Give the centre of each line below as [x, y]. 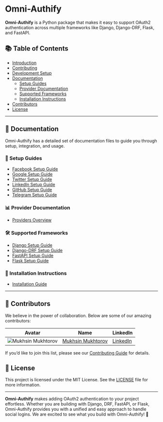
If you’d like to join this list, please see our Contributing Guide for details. [77, 353]
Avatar [33, 333]
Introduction [24, 63]
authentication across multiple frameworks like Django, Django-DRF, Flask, [80, 27]
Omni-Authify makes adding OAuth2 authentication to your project [72, 399]
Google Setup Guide [32, 174]
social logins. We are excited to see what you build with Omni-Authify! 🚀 [77, 414]
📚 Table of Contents [37, 49]
